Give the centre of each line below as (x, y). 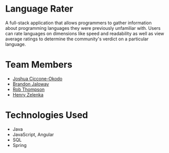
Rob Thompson (29, 89)
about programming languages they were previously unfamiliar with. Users (83, 28)
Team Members (39, 65)
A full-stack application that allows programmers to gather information (78, 23)
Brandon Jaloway (31, 84)
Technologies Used (47, 115)
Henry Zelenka (28, 94)
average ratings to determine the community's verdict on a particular (77, 39)
